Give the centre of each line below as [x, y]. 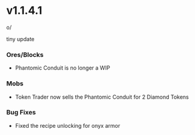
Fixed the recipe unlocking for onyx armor [67, 125]
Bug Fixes [21, 113]
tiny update [20, 39]
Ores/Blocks [25, 54]
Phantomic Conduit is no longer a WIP [63, 68]
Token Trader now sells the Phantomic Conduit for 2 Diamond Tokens [102, 97]
